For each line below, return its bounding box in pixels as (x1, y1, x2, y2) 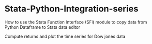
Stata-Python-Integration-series (4, 3, 138, 14)
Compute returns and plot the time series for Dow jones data (4, 33, 125, 39)
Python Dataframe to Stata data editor (4, 24, 80, 30)
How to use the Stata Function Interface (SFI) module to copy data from (4, 19, 147, 25)
